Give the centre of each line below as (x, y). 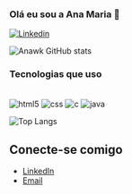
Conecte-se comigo (66, 150)
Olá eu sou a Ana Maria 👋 (65, 14)
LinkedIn (38, 171)
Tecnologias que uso (56, 74)
